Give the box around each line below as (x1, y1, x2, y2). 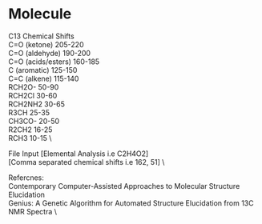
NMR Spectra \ (8, 206, 58, 216)
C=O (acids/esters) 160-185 (8, 57, 100, 66)
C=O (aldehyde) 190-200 (8, 48, 91, 58)
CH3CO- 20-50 (8, 116, 60, 126)
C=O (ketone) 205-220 (8, 39, 84, 49)
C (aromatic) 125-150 (8, 65, 78, 74)
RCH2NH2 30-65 (8, 99, 66, 109)
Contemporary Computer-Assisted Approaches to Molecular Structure (8, 181, 240, 190)
